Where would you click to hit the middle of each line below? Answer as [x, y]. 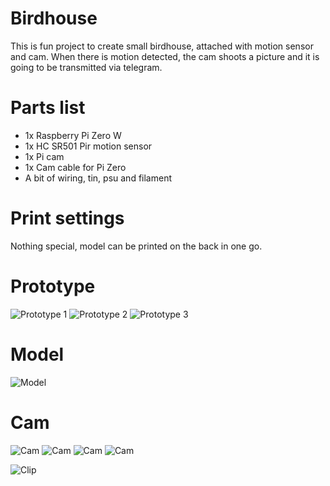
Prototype [53, 286]
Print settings [67, 218]
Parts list [48, 108]
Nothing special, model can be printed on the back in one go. [136, 246]
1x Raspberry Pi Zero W [73, 135]
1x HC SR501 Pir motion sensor [88, 146]
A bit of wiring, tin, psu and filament [98, 178]
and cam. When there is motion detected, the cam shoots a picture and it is [165, 56]
